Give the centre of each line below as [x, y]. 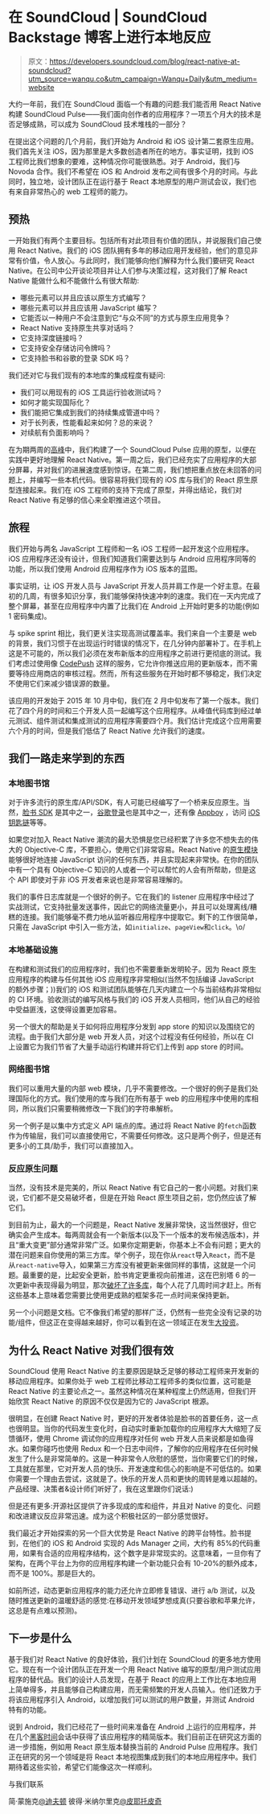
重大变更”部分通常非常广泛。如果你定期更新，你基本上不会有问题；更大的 [140, 1245]
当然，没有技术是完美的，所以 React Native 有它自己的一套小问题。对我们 [130, 1188]
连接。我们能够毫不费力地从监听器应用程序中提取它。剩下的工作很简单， [142, 917]
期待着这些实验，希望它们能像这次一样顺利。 [82, 1767]
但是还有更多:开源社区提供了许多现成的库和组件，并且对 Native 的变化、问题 [135, 1506]
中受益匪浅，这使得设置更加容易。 [65, 1009]
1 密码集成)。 [30, 616]
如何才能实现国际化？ [55, 402]
